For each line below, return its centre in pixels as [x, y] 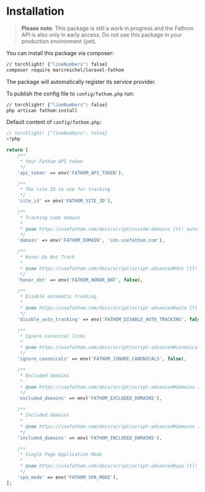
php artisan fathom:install [42, 110]
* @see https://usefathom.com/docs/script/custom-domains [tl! [102, 229]
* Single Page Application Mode [61, 455]
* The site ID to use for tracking [65, 190]
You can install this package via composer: [60, 53]
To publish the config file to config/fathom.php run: [70, 94]
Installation [35, 11]
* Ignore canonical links [53, 336]
